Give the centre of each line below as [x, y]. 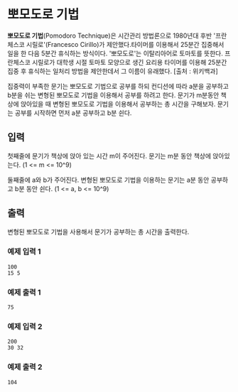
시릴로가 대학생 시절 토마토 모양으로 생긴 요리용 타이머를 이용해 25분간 [129, 62]
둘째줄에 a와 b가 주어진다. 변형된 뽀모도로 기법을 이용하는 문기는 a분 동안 [108, 180]
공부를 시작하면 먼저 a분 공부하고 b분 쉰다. [73, 113]
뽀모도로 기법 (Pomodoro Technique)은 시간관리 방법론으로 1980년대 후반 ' [112, 36]
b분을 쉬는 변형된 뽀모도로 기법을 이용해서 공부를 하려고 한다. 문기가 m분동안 [113, 95]
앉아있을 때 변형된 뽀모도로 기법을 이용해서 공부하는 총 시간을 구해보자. [118, 104]
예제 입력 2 [25, 327]
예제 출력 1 [24, 292]
